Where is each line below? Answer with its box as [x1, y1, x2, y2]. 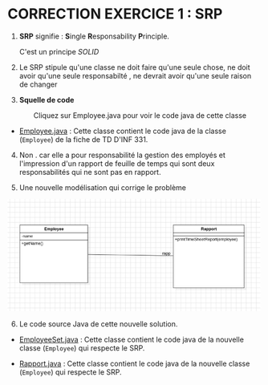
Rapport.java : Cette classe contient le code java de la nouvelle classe [18, 359, 250, 368]
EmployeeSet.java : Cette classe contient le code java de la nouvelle [18, 334, 244, 344]
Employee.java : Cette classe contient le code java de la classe [18, 126, 226, 136]
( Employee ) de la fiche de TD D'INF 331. [18, 134, 148, 144]
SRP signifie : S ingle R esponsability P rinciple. [18, 31, 170, 41]
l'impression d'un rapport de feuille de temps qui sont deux [18, 158, 215, 168]
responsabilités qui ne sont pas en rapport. [18, 167, 161, 176]
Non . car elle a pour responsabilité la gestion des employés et [18, 150, 226, 160]
